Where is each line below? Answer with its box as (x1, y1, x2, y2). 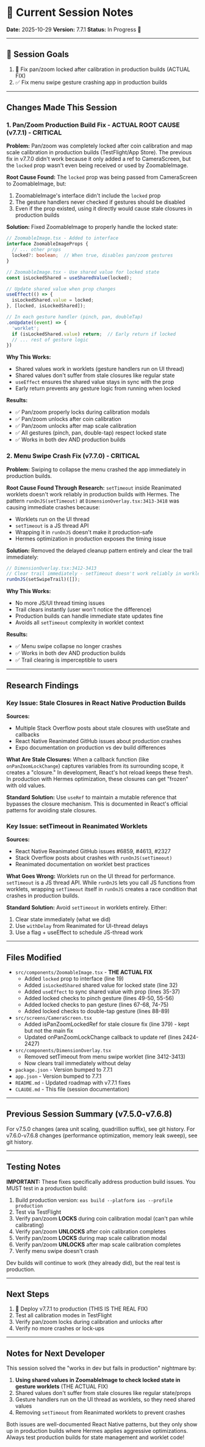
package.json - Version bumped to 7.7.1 (15, 1066, 113, 1074)
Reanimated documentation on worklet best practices (15, 861, 150, 868)
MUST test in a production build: (6, 1184, 88, 1192)
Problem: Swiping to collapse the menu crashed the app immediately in (6, 465, 186, 473)
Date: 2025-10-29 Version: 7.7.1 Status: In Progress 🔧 (6, 26, 142, 33)
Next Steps (6, 1289, 49, 1299)
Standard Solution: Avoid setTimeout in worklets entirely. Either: (6, 904, 168, 911)
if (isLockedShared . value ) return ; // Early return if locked (12, 331, 176, 337)
